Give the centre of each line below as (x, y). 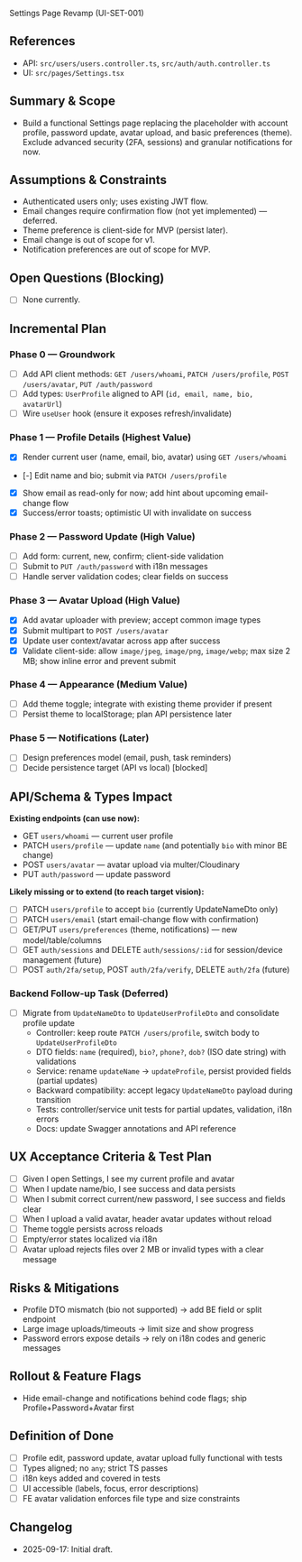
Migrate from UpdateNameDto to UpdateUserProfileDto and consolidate (151, 1012)
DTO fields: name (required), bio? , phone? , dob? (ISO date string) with (161, 1052)
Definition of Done (62, 1436)
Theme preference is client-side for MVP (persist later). (125, 230)
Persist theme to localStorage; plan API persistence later (127, 714)
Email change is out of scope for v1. (88, 240)
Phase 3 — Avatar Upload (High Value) (95, 601)
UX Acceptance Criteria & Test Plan (110, 1157)
